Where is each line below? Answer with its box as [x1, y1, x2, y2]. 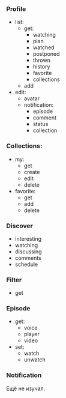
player [23, 331, 40, 338]
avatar [23, 95, 40, 102]
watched [32, 44, 55, 51]
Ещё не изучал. [6, 385, 46, 392]
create [23, 168, 40, 175]
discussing [14, 248, 42, 255]
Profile [6, 5, 26, 13]
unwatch [23, 356, 46, 363]
